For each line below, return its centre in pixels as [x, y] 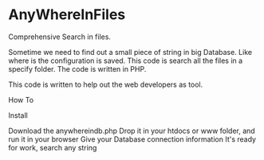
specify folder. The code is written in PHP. [77, 68]
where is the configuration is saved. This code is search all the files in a [126, 60]
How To [21, 100]
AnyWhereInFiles [67, 15]
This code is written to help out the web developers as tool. [106, 84]
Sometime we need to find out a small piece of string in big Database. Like [130, 52]
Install [18, 115]
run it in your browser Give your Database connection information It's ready [132, 139]
